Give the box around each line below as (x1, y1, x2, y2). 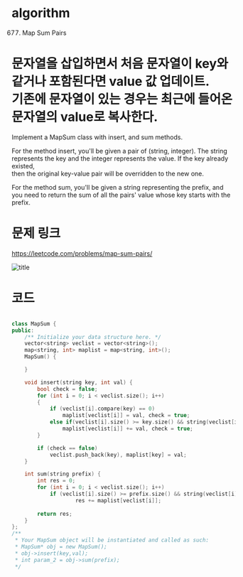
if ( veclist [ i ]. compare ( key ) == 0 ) (49, 405, 156, 413)
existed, (11, 161, 35, 170)
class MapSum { (11, 320, 57, 328)
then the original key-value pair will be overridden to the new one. (11, 169, 205, 178)
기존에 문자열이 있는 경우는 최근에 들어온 (11, 91, 233, 107)
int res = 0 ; (37, 478, 76, 485)
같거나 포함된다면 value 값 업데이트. (11, 73, 210, 90)
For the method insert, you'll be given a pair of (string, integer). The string (11, 146, 228, 155)
